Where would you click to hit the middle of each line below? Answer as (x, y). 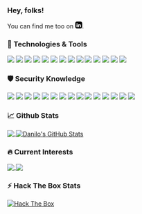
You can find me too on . (46, 26)
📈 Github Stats (33, 115)
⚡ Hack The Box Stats (44, 186)
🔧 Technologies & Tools (47, 44)
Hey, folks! (26, 10)
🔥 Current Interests (40, 152)
